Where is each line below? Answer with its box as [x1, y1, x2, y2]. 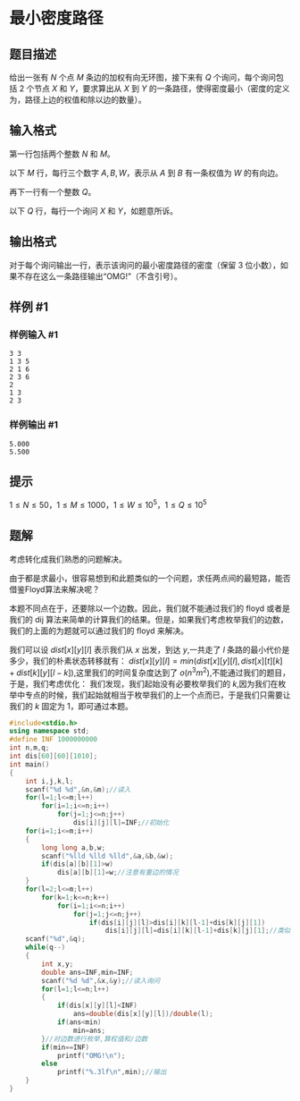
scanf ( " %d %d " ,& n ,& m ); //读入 [25, 784, 131, 794]
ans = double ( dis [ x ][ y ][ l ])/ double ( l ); [72, 1010, 214, 1019]
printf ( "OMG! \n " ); [56, 1051, 126, 1060]
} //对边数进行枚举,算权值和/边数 [41, 1034, 148, 1043]
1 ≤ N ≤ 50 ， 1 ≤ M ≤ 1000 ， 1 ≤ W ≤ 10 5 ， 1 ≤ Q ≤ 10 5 [9, 498, 207, 511]
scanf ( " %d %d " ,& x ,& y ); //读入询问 [41, 976, 161, 985]
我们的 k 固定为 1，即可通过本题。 [9, 700, 134, 711]
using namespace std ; [9, 726, 90, 736]
